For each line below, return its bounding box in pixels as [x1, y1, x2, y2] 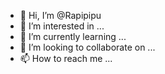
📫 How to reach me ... [19, 53, 113, 64]
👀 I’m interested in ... [19, 20, 105, 32]
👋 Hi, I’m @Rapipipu [19, 10, 102, 21]
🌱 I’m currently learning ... [19, 31, 127, 42]
